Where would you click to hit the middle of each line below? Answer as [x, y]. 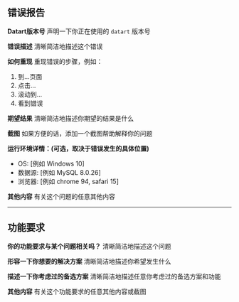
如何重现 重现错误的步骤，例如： [55, 61]
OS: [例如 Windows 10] [51, 163]
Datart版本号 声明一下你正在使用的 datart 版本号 [79, 31]
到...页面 [30, 76]
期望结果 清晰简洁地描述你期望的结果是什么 [70, 118]
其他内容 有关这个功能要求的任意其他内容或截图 [77, 291]
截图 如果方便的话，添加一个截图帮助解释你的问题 [80, 133]
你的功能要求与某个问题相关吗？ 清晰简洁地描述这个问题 [89, 246]
